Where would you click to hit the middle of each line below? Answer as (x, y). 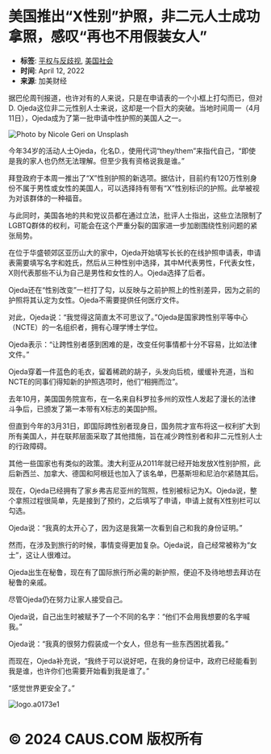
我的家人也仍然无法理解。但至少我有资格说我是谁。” (100, 160)
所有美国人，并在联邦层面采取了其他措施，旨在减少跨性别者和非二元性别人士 (135, 435)
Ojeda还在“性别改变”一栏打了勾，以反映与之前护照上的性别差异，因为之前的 (134, 290)
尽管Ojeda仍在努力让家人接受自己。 (68, 599)
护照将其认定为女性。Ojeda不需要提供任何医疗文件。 (96, 300)
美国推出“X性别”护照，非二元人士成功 (134, 17)
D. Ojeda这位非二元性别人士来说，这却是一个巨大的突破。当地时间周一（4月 (134, 108)
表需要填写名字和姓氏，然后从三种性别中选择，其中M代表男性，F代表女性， (134, 262)
